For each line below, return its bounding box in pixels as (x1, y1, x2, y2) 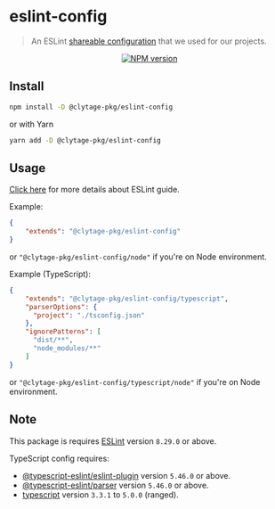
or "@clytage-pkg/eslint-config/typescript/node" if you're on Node (9, 376, 261, 387)
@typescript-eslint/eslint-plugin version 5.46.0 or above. (21, 470, 231, 480)
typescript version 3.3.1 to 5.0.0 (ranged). (21, 488, 180, 500)
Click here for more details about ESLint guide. (9, 185, 180, 195)
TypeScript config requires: (9, 453, 109, 464)
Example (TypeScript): (9, 268, 92, 279)
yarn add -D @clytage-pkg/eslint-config (9, 135, 162, 144)
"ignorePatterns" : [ (25, 327, 101, 336)
